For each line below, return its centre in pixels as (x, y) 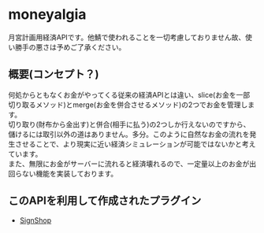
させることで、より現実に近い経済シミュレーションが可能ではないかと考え (135, 144)
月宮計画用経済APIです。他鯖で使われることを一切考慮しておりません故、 (127, 37)
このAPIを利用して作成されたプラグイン (105, 201)
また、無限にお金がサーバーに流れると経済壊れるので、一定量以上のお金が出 (132, 164)
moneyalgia (47, 15)
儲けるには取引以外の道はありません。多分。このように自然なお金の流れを (129, 134)
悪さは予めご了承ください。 (80, 47)
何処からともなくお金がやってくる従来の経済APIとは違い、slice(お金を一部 (129, 94)
